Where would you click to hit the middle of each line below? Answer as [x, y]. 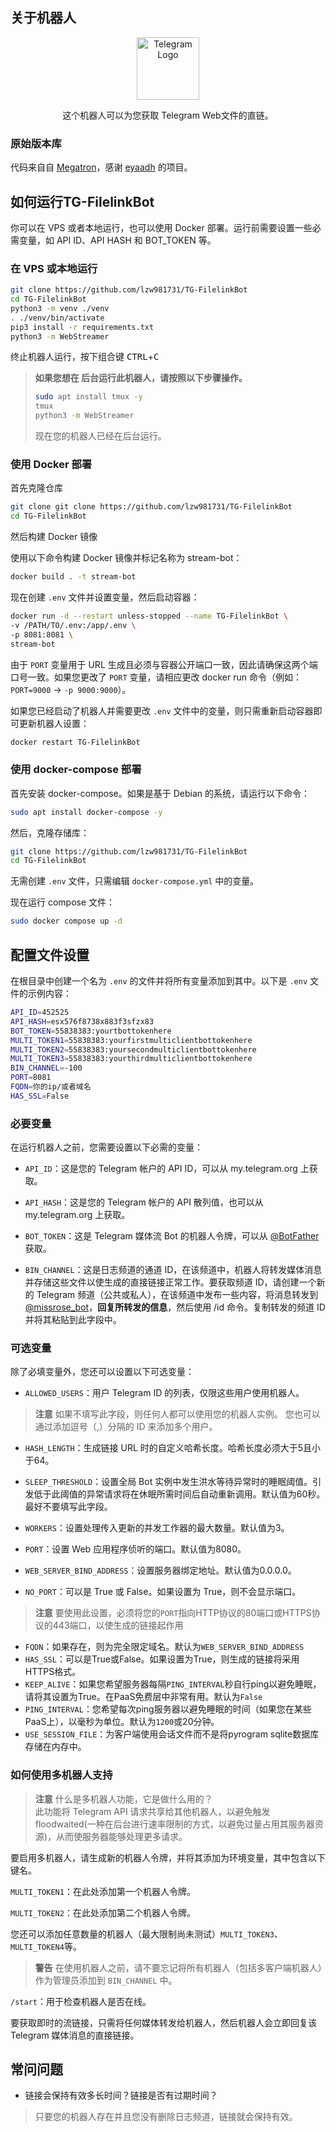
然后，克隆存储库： [50, 832]
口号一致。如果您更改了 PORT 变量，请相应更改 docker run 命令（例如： [156, 677]
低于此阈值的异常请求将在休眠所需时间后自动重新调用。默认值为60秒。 [179, 1494]
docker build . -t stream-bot [73, 577]
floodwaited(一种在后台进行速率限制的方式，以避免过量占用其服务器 [174, 1824]
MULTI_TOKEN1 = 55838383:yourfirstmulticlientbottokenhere [131, 1040]
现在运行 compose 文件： [63, 902]
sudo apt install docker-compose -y [86, 812]
